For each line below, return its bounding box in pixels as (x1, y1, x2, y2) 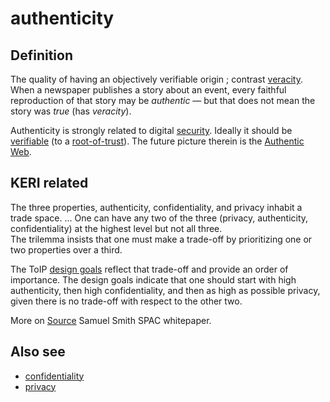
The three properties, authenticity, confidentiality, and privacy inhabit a (10, 201, 303, 213)
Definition (10, 47, 73, 64)
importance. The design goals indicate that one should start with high (10, 273, 297, 286)
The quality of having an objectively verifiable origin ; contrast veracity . (10, 73, 303, 85)
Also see (10, 343, 66, 361)
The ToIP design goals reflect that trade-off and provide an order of (10, 263, 289, 275)
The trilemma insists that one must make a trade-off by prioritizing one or (10, 233, 313, 245)
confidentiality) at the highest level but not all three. (10, 222, 223, 234)
